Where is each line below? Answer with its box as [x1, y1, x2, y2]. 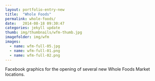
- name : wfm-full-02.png [9, 53, 60, 58]
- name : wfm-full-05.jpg [9, 44, 60, 49]
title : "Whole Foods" [5, 12, 52, 17]
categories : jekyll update [5, 26, 60, 30]
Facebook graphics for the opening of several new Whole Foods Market [5, 66, 151, 72]
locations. [5, 72, 25, 78]
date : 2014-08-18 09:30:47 [5, 21, 65, 26]
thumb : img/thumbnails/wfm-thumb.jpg [5, 30, 82, 35]
